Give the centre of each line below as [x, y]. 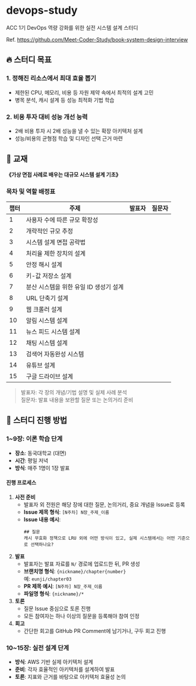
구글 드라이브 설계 [49, 376]
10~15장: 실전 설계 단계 [38, 648]
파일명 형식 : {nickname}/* [54, 594]
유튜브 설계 [40, 366]
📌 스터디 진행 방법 [37, 420]
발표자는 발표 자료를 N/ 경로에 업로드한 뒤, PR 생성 [82, 564]
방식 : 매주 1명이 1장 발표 [42, 468]
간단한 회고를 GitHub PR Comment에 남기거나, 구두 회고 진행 [95, 631]
